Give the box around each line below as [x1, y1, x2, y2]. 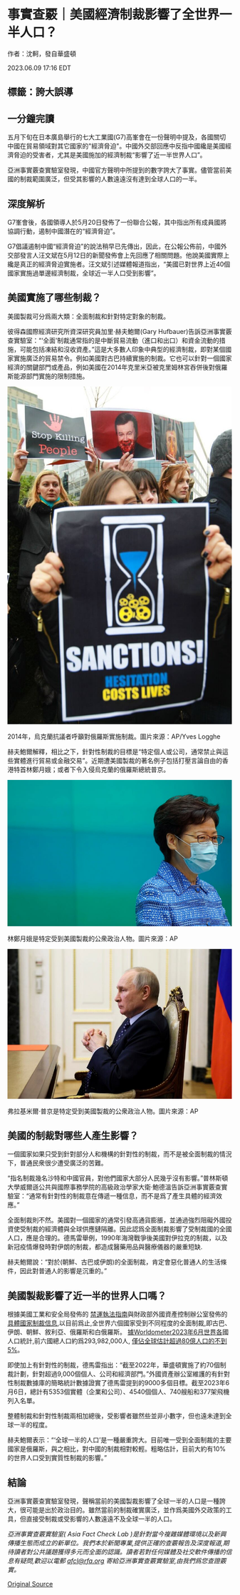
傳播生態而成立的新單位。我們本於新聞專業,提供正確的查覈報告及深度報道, [7, 1539, 224, 1547]
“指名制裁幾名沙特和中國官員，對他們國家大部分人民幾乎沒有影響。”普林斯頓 [7, 1174, 229, 1183]
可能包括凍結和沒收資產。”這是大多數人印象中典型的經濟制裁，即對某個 [19, 345, 226, 353]
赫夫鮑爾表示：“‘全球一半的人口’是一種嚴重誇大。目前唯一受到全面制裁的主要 [7, 1436, 232, 1444]
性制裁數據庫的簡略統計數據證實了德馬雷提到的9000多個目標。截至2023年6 [7, 1379, 230, 1387]
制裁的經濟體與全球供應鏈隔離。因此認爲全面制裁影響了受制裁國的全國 [26, 1225, 232, 1233]
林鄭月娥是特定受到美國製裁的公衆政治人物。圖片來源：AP [7, 934, 178, 943]
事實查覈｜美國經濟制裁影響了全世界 [7, 6, 220, 23]
